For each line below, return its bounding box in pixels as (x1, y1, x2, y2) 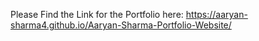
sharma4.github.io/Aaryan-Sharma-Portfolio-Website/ (10, 19, 232, 31)
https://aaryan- (185, 9, 248, 20)
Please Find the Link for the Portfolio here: (10, 9, 184, 20)
